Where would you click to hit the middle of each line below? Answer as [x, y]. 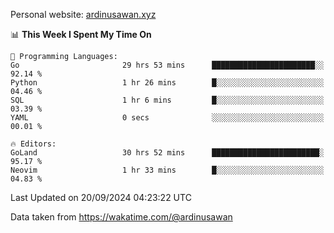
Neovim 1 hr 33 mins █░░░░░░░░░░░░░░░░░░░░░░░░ [167, 170]
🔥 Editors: [33, 144]
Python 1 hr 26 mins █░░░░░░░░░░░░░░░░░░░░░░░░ [167, 83]
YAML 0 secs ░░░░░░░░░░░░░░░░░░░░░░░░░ [167, 118]
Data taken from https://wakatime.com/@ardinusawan [121, 217]
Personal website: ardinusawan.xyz [83, 14]
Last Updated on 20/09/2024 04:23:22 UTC [101, 197]
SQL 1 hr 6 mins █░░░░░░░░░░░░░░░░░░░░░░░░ [167, 100]
